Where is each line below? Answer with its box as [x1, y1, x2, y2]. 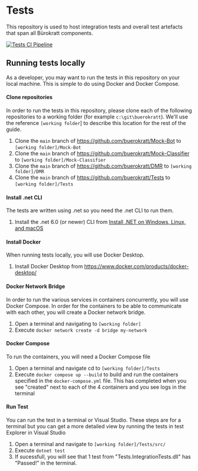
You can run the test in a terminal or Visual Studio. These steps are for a [6, 416, 181, 424]
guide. [6, 126, 22, 133]
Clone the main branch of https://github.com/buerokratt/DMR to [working [14, 162, 192, 169]
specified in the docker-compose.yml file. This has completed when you [14, 377, 187, 384]
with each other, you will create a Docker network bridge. [6, 309, 146, 316]
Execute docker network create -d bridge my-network [14, 326, 148, 334]
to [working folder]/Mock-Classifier [14, 156, 106, 163]
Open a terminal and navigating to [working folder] [14, 320, 141, 327]
